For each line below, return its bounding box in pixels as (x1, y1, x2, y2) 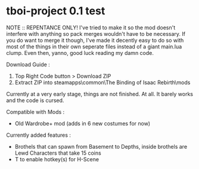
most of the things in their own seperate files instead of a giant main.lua (6, 43, 182, 50)
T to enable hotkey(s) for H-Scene (14, 155, 99, 162)
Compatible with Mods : (6, 108, 65, 115)
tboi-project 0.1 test (6, 4, 105, 18)
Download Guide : (6, 61, 51, 68)
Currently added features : (6, 131, 71, 139)
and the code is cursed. (6, 97, 64, 104)
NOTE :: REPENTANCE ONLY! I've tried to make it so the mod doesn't (6, 24, 176, 31)
